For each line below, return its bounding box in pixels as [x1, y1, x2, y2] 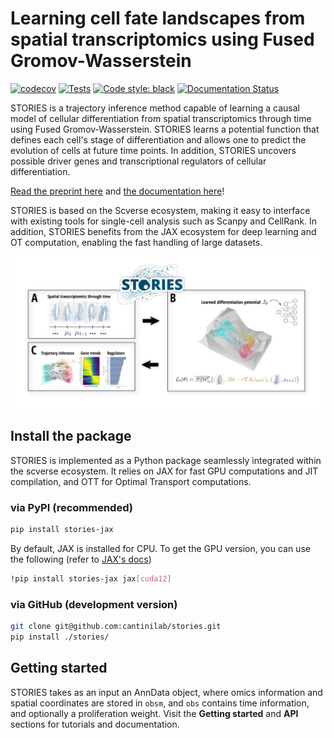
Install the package [10, 428, 132, 445]
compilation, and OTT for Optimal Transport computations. [10, 475, 252, 487]
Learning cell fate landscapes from [10, 7, 306, 30]
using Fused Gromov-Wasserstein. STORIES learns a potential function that [10, 123, 320, 135]
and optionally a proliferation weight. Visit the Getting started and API [10, 707, 299, 719]
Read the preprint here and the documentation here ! [10, 185, 225, 197]
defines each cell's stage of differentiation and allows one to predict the [10, 133, 307, 146]
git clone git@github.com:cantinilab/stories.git [10, 622, 222, 632]
